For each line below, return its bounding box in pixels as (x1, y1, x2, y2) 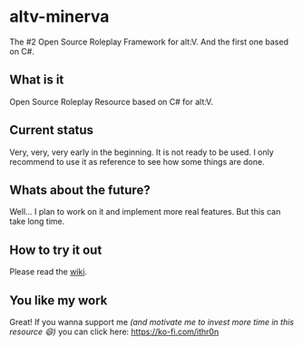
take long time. (9, 216, 65, 227)
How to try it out (9, 242, 103, 257)
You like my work (9, 293, 108, 308)
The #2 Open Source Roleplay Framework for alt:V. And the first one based (9, 36, 288, 47)
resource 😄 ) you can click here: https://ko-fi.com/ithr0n (9, 326, 220, 337)
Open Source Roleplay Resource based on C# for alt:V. (9, 96, 213, 107)
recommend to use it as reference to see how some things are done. (9, 156, 265, 167)
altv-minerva (9, 6, 110, 27)
